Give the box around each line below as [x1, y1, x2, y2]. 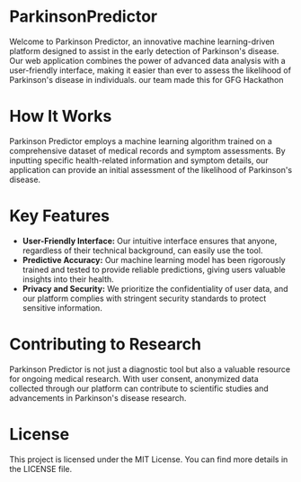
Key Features [9, 205, 111, 226]
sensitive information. [22, 302, 103, 313]
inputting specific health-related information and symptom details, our [9, 155, 269, 166]
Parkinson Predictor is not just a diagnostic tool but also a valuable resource [9, 363, 290, 375]
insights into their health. [22, 273, 114, 285]
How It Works [9, 106, 112, 127]
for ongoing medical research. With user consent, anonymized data [9, 373, 259, 384]
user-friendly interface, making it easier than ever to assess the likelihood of [9, 65, 292, 76]
